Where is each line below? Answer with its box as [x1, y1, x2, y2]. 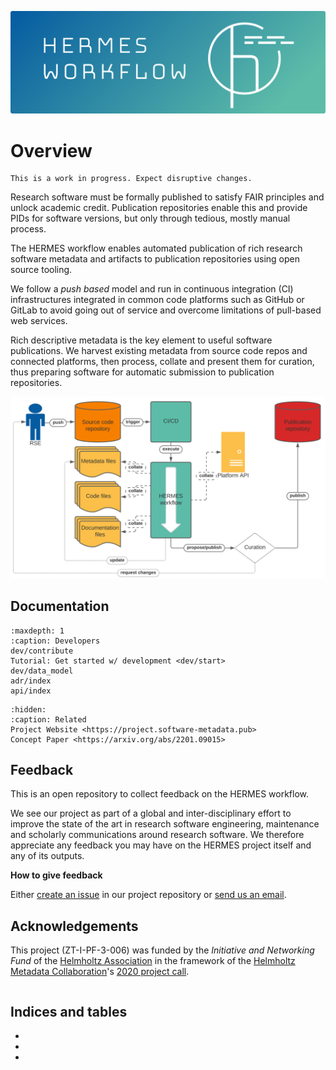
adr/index [10, 676, 52, 686]
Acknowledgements [10, 917, 139, 935]
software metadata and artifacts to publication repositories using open [10, 253, 300, 265]
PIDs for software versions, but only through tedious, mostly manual [10, 212, 291, 225]
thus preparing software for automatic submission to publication [10, 366, 275, 378]
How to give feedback [10, 869, 103, 881]
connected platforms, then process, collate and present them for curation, [10, 356, 315, 368]
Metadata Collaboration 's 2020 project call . [10, 966, 190, 978]
